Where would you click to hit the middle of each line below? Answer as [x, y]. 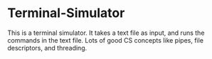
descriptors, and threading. [47, 48]
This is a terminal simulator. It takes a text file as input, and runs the [106, 33]
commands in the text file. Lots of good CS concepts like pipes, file [106, 40]
